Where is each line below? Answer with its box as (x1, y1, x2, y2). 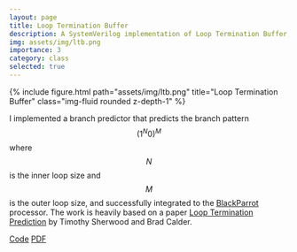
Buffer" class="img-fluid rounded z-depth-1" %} (9, 95, 186, 106)
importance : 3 (9, 46, 62, 55)
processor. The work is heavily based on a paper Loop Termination (9, 207, 254, 218)
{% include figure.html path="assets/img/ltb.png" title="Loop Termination (9, 86, 278, 97)
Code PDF (9, 233, 47, 244)
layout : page (9, 12, 58, 22)
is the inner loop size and (9, 170, 101, 180)
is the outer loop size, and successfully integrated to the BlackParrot (9, 197, 259, 208)
